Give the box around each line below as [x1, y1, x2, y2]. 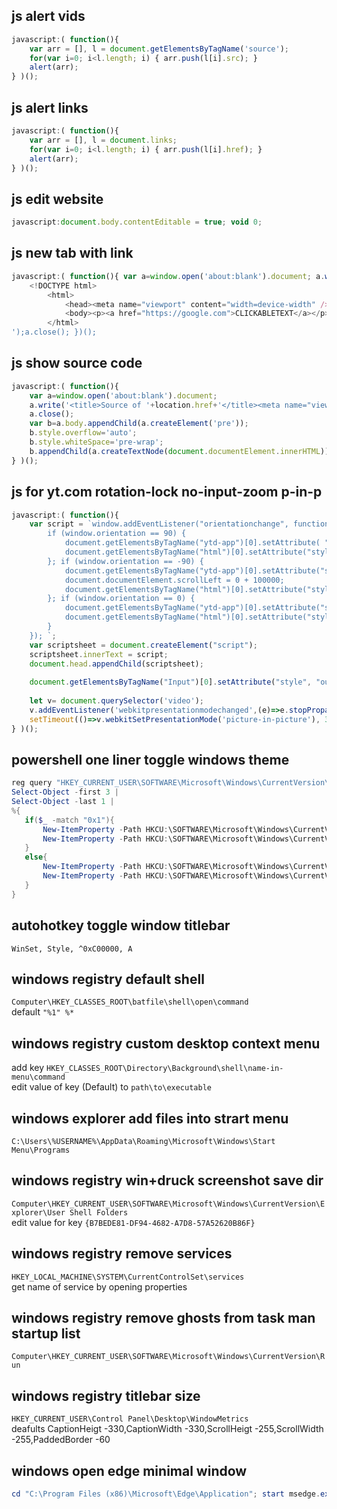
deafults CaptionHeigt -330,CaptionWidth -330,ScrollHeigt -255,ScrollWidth [11, 1423, 324, 1435]
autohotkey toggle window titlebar [11, 917, 231, 934]
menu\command [11, 1072, 66, 1083]
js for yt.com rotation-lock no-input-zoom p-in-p [11, 484, 323, 501]
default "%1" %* [11, 1006, 75, 1018]
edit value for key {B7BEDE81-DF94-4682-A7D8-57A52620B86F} [11, 1216, 256, 1228]
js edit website [11, 190, 104, 208]
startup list [11, 1325, 81, 1342]
